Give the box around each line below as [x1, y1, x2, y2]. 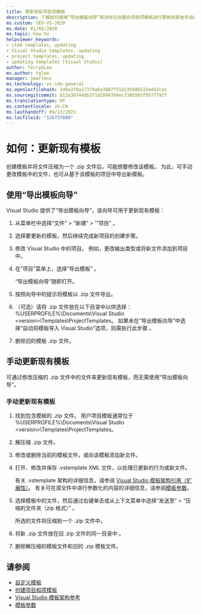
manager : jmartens [6, 75, 52, 81]
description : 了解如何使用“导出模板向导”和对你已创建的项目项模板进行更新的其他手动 [6, 14, 193, 20]
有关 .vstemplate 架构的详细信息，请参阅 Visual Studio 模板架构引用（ [14, 477, 187, 484]
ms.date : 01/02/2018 [6, 25, 58, 32]
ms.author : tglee [6, 70, 50, 76]
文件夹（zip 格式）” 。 [25, 504, 78, 512]
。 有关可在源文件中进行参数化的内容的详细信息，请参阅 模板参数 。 [28, 484, 193, 491]
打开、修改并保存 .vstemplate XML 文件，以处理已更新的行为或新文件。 [14, 464, 191, 472]
